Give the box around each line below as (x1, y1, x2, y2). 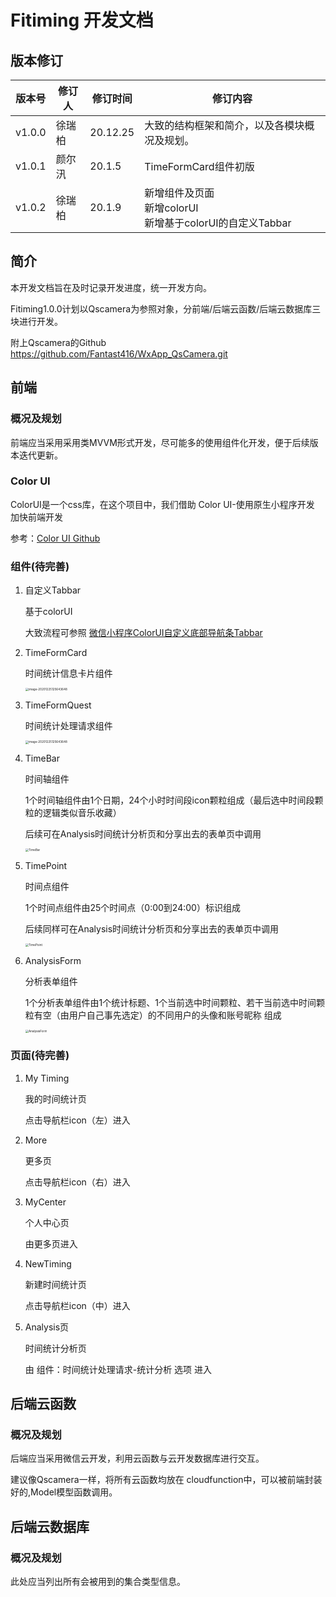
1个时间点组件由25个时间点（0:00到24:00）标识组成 (24, 901, 241, 913)
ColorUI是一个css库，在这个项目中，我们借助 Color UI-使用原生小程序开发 (10, 498, 315, 510)
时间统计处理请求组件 (24, 720, 113, 732)
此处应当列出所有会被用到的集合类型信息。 (10, 1576, 186, 1588)
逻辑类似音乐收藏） (42, 806, 122, 818)
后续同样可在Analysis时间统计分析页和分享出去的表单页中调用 (24, 922, 280, 935)
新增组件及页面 (144, 186, 215, 200)
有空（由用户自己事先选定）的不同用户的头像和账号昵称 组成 (33, 1009, 282, 1021)
